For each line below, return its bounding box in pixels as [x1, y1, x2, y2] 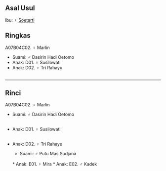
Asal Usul [5, 4, 35, 12]
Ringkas [5, 32, 31, 40]
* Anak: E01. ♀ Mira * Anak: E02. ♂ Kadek [12, 161, 97, 167]
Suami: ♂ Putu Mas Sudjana [19, 151, 77, 157]
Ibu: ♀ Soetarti [5, 17, 35, 23]
